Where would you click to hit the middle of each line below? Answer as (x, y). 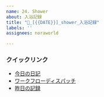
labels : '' (19, 28)
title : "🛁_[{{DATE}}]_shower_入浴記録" (53, 22)
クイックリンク (27, 60)
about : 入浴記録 (24, 17)
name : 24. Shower (27, 11)
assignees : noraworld (32, 33)
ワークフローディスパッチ (45, 81)
